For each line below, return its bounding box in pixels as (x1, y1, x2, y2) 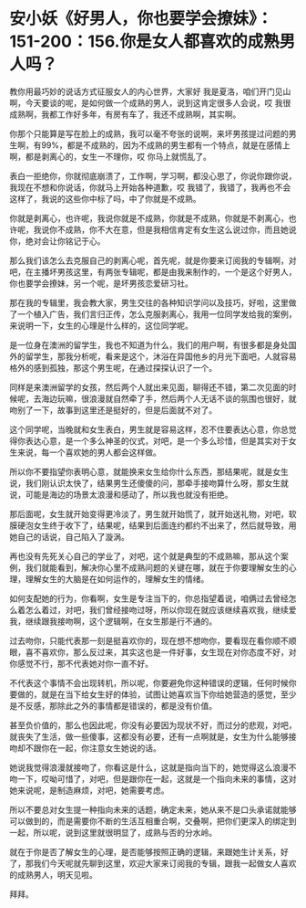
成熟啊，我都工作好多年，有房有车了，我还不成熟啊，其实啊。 (9, 109, 241, 120)
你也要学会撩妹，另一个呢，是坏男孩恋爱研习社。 (9, 278, 193, 289)
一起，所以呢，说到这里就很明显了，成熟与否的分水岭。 (9, 827, 217, 838)
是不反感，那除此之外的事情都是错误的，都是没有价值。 (9, 700, 217, 711)
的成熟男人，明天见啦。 (9, 869, 97, 880)
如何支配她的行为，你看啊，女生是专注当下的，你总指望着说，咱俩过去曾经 (9, 593, 289, 604)
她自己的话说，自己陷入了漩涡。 (9, 531, 129, 542)
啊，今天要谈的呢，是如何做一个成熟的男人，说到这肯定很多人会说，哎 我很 (9, 97, 291, 108)
